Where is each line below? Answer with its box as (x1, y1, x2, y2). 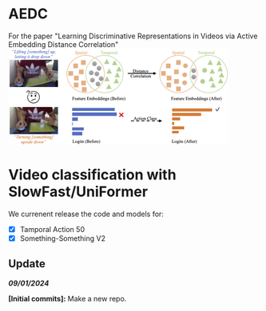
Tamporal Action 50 (19, 224, 85, 234)
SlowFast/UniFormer (8, 183, 149, 201)
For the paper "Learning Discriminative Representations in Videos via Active (8, 31, 258, 41)
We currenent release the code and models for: (8, 209, 164, 218)
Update (8, 257, 46, 271)
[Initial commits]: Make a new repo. (8, 293, 127, 303)
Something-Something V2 (19, 233, 106, 243)
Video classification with (8, 166, 177, 184)
